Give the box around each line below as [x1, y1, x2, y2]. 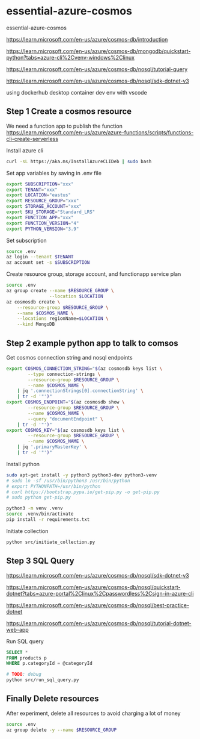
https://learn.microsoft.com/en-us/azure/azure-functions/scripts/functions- [6, 128, 194, 136]
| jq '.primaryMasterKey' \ [17, 444, 87, 450]
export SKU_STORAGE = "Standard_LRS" [6, 209, 95, 215]
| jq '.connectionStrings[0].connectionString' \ [17, 388, 144, 394]
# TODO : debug [6, 672, 42, 678]
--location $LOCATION [49, 293, 103, 299]
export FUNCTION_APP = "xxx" [6, 214, 74, 220]
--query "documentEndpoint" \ [28, 416, 103, 422]
